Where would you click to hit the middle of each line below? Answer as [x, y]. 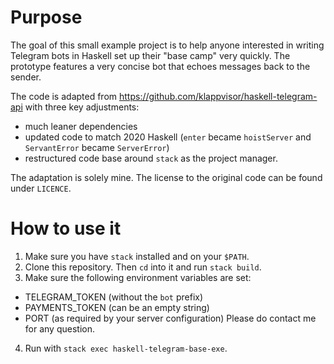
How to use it [66, 228]
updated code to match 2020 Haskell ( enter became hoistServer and [168, 137]
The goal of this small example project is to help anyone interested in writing [167, 45]
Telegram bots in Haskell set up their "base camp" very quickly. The [150, 55]
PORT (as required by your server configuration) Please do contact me [170, 318]
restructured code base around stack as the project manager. [151, 158]
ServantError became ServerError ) [97, 147]
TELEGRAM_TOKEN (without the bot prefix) [114, 297]
